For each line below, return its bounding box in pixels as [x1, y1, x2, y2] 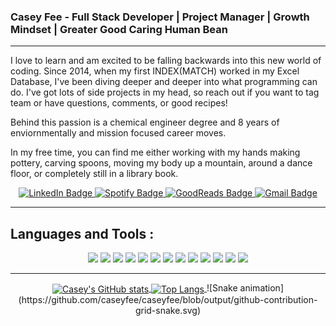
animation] [239, 282, 284, 294]
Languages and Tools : [10, 225, 155, 242]
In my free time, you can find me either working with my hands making [10, 146, 301, 159]
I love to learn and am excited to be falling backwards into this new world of [10, 55, 322, 67]
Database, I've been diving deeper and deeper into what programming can [10, 76, 318, 88]
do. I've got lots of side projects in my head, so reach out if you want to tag [10, 86, 320, 99]
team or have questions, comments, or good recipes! [10, 97, 228, 109]
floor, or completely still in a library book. [10, 168, 179, 180]
